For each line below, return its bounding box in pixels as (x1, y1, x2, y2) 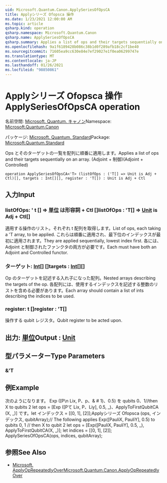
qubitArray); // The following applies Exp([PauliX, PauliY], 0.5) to (24, 416, 155, 422)
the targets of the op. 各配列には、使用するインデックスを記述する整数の (5, 281, 154, 287)
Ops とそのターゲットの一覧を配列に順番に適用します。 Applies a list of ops (5, 150, 159, 156)
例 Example (5, 384, 39, 392)
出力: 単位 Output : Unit (5, 333, 76, 342)
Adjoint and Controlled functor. (5, 249, 69, 255)
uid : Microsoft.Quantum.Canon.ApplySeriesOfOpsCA (5, 7, 110, 12)
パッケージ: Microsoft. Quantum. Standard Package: (5, 134, 110, 140)
